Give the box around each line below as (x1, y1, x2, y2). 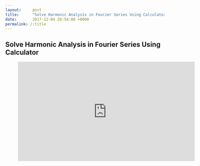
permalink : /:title (5, 21, 46, 27)
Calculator (5, 48, 39, 57)
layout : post (5, 7, 42, 13)
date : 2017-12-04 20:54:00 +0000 (5, 17, 89, 22)
